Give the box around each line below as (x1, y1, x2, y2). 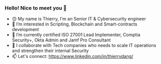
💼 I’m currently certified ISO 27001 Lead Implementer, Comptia (11, 32, 141, 38)
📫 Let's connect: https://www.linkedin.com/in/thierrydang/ (11, 53, 134, 59)
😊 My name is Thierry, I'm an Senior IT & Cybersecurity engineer (11, 16, 147, 22)
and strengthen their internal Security (11, 47, 89, 54)
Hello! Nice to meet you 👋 (4, 4, 67, 11)
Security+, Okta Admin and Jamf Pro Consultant (11, 37, 111, 43)
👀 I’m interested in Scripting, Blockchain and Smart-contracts (11, 21, 138, 27)
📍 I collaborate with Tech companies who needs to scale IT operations (11, 42, 157, 48)
